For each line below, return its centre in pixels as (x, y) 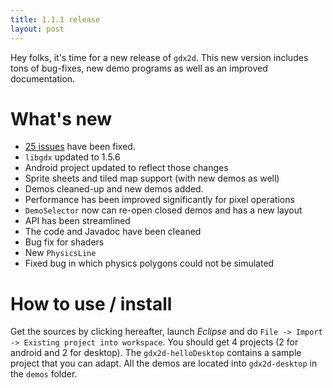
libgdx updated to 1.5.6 (72, 157)
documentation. (43, 78)
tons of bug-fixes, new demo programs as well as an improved (139, 68)
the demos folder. (44, 374)
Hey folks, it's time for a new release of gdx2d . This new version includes (159, 57)
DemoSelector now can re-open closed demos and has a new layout (163, 210)
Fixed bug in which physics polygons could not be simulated (149, 263)
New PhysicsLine (60, 253)
